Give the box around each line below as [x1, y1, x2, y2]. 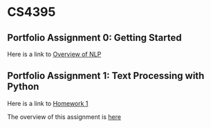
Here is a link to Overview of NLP [7, 50, 102, 58]
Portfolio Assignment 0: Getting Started [7, 32, 182, 44]
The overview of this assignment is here [7, 112, 121, 121]
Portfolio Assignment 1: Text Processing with [7, 70, 205, 82]
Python [7, 81, 39, 93]
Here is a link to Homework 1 [7, 99, 89, 107]
